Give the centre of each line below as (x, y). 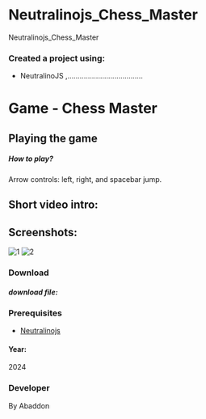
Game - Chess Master (83, 109)
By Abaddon (29, 405)
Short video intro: (53, 205)
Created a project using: (57, 58)
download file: (33, 292)
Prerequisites (35, 313)
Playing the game (53, 138)
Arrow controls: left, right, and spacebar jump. (85, 179)
